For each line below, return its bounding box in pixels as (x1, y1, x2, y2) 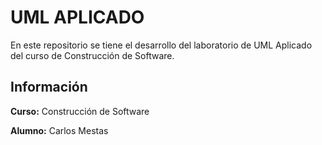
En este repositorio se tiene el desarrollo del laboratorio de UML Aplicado (10, 39, 313, 51)
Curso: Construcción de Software (10, 105, 150, 117)
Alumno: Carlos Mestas (10, 124, 109, 136)
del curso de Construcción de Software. (10, 49, 175, 61)
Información (10, 79, 88, 96)
